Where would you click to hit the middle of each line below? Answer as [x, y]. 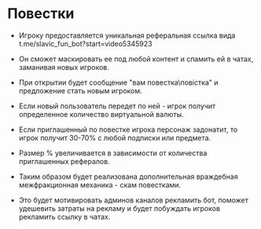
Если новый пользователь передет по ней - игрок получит [117, 106]
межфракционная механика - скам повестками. [100, 184]
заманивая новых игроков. [64, 67]
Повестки [41, 14]
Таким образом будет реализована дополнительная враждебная [128, 176]
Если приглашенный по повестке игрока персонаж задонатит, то [128, 129]
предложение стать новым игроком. [80, 90]
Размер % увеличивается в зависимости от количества [113, 153]
